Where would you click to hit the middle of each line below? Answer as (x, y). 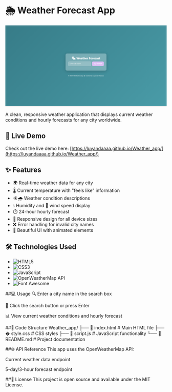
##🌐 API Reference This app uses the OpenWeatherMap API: (70, 349)
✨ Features (23, 170)
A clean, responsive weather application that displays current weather (79, 114)
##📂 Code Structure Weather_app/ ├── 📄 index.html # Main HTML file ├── (85, 328)
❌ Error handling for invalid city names (53, 224)
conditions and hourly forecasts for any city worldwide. (63, 120)
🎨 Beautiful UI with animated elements (53, 230)
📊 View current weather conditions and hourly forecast (64, 316)
